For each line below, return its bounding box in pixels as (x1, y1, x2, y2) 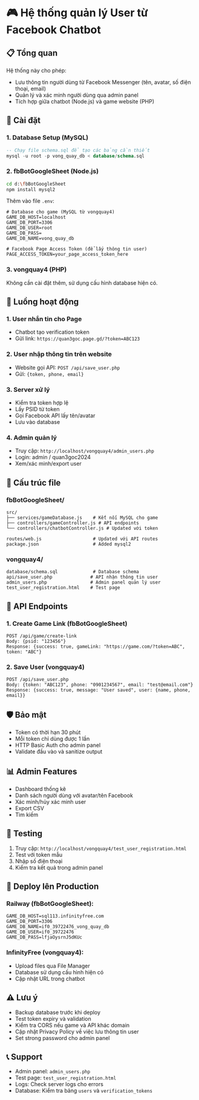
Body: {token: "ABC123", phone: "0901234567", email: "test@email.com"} (6, 682, 194, 688)
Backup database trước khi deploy (15, 1009, 101, 1016)
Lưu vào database (15, 418, 60, 426)
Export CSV (15, 804, 44, 812)
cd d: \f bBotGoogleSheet (6, 181, 67, 187)
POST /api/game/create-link (6, 633, 77, 639)
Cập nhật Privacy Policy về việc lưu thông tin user (15, 1027, 139, 1035)
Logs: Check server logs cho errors (15, 1081, 104, 1088)
